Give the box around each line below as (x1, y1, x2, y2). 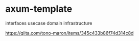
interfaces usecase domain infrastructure (5, 20, 92, 26)
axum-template (5, 3, 73, 15)
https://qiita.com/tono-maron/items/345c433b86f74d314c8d (5, 30, 134, 36)
